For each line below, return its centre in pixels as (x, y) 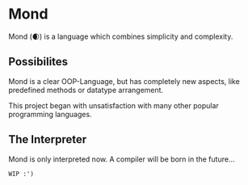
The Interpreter (48, 139)
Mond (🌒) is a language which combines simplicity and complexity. (121, 36)
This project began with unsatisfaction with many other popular (114, 105)
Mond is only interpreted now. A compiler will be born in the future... (122, 159)
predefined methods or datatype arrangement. (86, 90)
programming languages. (50, 114)
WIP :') (21, 174)
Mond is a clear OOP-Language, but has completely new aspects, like (124, 81)
